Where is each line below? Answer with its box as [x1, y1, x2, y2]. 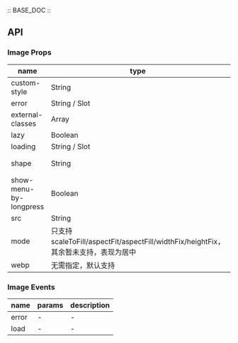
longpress [11, 202, 45, 211]
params [37, 300, 64, 310]
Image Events [7, 282, 55, 292]
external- [11, 110, 43, 120]
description [70, 300, 110, 310]
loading [11, 141, 36, 151]
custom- [11, 78, 41, 88]
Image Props [7, 47, 52, 57]
